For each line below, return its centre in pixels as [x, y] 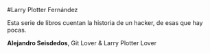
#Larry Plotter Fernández [43, 10]
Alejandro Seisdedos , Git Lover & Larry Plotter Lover [82, 43]
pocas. [17, 30]
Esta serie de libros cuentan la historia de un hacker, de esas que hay [105, 23]
